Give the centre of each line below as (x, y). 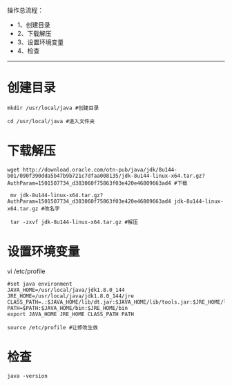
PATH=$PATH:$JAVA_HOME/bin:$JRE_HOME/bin (68, 308)
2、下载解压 (34, 34)
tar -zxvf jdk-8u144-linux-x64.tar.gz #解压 (74, 222)
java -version (28, 376)
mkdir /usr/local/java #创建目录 (53, 108)
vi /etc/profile (27, 271)
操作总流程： (25, 10)
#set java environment (40, 284)
